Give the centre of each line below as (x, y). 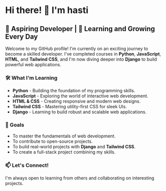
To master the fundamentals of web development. (64, 136)
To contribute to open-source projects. (52, 141)
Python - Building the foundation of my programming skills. (74, 91)
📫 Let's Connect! (27, 165)
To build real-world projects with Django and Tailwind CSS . (74, 146)
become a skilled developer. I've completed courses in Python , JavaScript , (83, 54)
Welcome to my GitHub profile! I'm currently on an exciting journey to (77, 49)
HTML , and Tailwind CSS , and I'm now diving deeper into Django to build (81, 59)
